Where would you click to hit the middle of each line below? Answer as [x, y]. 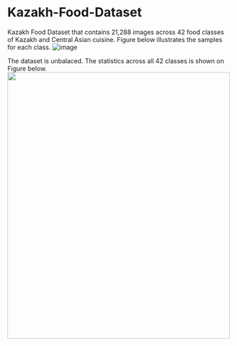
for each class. [29, 47]
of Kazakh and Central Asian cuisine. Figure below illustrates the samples [115, 39]
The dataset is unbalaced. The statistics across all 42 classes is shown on [116, 60]
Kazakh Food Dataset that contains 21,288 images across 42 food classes [116, 32]
